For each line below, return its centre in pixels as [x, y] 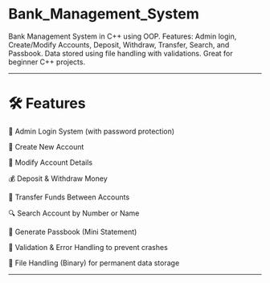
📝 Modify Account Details [51, 162]
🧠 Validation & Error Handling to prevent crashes [88, 247]
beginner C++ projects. [47, 62]
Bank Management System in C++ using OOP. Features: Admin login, [123, 36]
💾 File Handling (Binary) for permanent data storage [94, 263]
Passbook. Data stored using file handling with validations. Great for [121, 53]
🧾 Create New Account [46, 146]
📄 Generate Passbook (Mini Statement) [73, 232]
